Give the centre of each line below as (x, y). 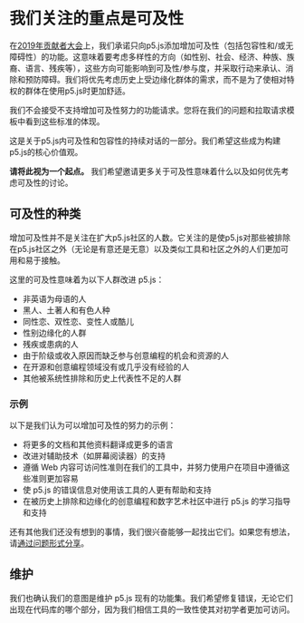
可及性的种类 (45, 214)
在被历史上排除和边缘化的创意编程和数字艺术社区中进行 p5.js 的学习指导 (157, 501)
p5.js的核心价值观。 (46, 151)
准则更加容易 (54, 479)
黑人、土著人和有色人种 (66, 310)
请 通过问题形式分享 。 (49, 543)
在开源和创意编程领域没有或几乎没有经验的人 (106, 366)
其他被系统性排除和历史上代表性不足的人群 (102, 378)
